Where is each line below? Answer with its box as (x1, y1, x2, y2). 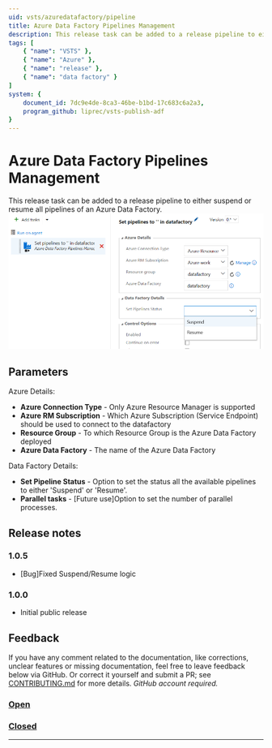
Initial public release (19, 608, 87, 617)
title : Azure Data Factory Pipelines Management (8, 21, 176, 30)
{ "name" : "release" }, (23, 65, 104, 73)
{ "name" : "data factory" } (23, 73, 117, 81)
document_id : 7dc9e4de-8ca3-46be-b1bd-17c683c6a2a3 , (23, 98, 205, 107)
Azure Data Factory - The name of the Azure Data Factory (19, 445, 216, 455)
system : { (8, 90, 42, 98)
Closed (8, 720, 37, 732)
